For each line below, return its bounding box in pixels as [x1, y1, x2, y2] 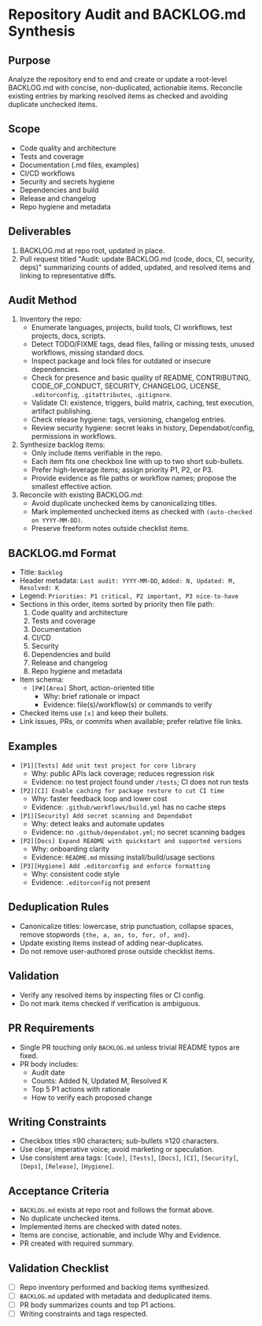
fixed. [19, 1050, 39, 1060]
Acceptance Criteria [8, 1184, 109, 1198]
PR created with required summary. [19, 1239, 135, 1248]
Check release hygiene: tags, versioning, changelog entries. [31, 415, 227, 425]
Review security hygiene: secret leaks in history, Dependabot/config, [31, 423, 255, 433]
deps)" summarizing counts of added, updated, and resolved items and [19, 262, 251, 272]
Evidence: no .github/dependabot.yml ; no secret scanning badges [31, 827, 245, 837]
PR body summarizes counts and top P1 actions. [19, 1300, 176, 1309]
